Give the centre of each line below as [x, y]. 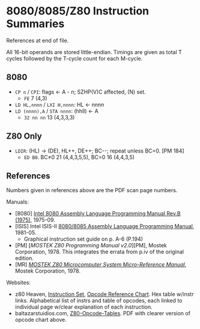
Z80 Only [24, 136]
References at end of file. [38, 40]
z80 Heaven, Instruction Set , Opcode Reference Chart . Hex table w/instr [104, 294]
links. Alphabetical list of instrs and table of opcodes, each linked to [98, 301]
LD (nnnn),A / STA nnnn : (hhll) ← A [57, 111]
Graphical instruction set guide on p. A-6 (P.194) [83, 239]
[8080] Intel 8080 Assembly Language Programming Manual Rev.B [98, 214]
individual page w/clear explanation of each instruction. [83, 307]
